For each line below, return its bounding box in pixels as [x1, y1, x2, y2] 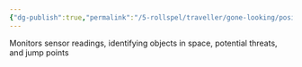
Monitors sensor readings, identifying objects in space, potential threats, [9, 38, 278, 48]
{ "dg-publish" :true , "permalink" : [9, 13, 135, 22]
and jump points [9, 46, 69, 58]
